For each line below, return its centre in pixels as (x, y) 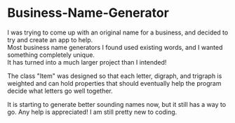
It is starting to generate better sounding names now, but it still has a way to (117, 104)
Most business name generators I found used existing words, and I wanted (115, 47)
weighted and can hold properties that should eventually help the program (114, 83)
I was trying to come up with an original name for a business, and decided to (118, 32)
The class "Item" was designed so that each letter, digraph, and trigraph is (115, 76)
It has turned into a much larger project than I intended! (87, 62)
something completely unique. (51, 55)
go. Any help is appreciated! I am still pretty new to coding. (92, 112)
